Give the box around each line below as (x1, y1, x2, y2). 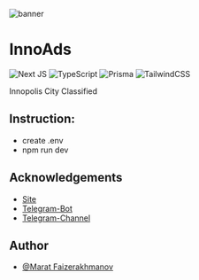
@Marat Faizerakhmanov (21, 261, 113, 272)
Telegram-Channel (21, 213, 91, 223)
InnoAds (9, 40, 73, 59)
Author (9, 237, 49, 253)
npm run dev (21, 144, 69, 155)
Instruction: (9, 112, 75, 127)
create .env (21, 135, 64, 145)
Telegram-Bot (21, 203, 73, 214)
